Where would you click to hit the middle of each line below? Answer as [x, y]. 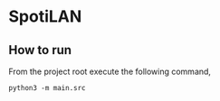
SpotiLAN [45, 17]
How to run [40, 50]
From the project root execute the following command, [110, 71]
